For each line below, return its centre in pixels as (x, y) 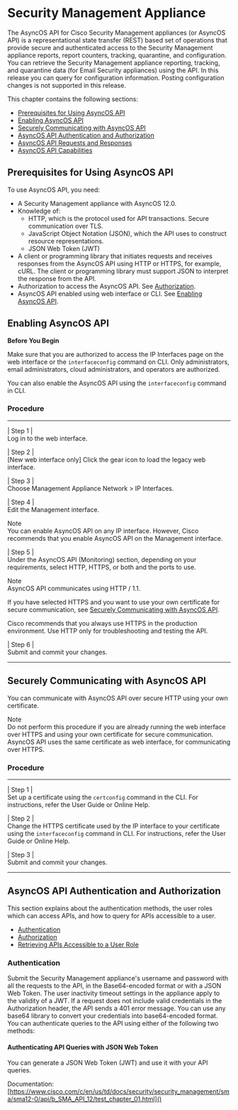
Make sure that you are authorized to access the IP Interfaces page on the (116, 354)
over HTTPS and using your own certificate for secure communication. (110, 734)
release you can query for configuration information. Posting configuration (116, 78)
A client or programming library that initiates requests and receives (115, 256)
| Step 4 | (21, 502)
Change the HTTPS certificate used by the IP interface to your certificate (114, 825)
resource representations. (66, 241)
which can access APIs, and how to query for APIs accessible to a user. (112, 915)
